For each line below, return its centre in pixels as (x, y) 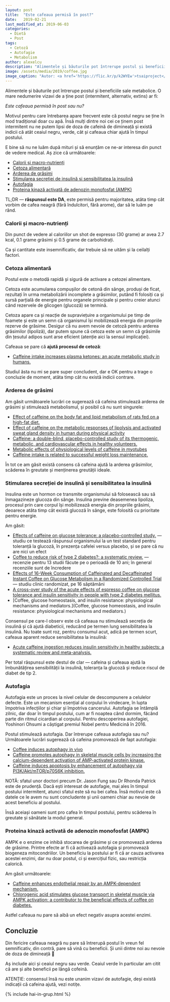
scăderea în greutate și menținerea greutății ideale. (58, 470)
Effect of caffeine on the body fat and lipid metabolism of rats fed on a (86, 417)
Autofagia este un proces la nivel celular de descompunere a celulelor (78, 697)
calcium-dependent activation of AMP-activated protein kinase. (79, 760)
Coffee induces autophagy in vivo (48, 749)
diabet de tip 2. (21, 673)
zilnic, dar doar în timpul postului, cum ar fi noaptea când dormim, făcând (82, 714)
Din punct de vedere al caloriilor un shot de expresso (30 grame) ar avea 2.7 (85, 234)
